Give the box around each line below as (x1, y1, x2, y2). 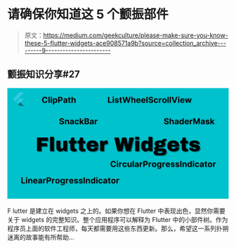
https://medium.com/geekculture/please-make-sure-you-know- (43, 31, 228, 39)
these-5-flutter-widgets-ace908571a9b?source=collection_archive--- (24, 39, 227, 47)
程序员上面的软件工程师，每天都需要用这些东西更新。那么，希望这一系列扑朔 (7, 224, 229, 233)
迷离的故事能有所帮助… (7, 233, 75, 241)
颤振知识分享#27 (7, 68, 81, 81)
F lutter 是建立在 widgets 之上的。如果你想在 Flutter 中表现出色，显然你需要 (7, 207, 226, 215)
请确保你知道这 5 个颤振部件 (7, 6, 169, 22)
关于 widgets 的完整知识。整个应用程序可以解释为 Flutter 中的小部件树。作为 (7, 215, 228, 223)
